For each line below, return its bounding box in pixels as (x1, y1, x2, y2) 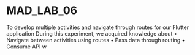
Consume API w (6, 43, 47, 50)
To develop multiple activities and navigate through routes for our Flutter (6, 24, 189, 31)
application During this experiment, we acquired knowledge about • (6, 30, 178, 37)
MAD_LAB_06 (6, 4, 78, 18)
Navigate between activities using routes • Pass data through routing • (6, 36, 185, 44)
